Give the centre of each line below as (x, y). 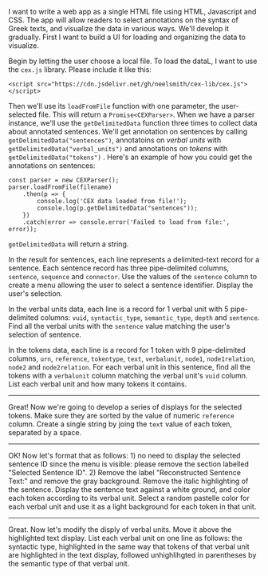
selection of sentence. (45, 334)
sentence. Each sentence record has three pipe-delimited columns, (119, 268)
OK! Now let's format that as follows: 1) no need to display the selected (124, 456)
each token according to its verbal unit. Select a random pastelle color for (129, 498)
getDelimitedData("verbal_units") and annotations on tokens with (118, 148)
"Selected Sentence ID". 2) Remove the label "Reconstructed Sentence (125, 472)
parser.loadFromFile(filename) (60, 187)
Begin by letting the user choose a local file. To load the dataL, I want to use (133, 61)
